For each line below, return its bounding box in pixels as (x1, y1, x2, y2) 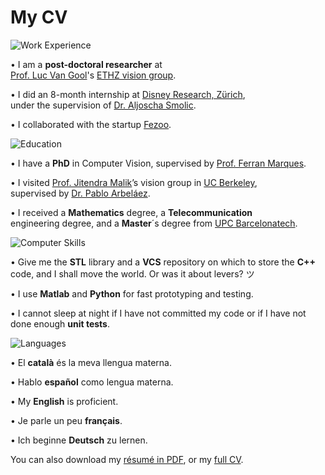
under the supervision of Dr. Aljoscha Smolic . (10, 99, 197, 111)
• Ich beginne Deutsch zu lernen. (10, 434, 148, 446)
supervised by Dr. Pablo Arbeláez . (10, 187, 151, 199)
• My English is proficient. (10, 395, 119, 407)
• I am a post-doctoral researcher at (10, 58, 163, 70)
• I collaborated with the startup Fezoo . (10, 118, 172, 130)
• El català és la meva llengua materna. (10, 356, 172, 368)
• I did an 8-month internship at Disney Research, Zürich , (10, 88, 246, 100)
